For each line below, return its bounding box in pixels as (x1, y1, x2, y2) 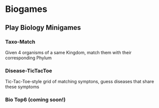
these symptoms (5, 84, 40, 90)
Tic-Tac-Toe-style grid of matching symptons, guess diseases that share (5, 79, 154, 85)
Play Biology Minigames (5, 23, 81, 32)
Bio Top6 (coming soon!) (5, 96, 66, 103)
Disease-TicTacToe (5, 67, 52, 74)
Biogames (5, 3, 48, 15)
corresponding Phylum (5, 55, 52, 61)
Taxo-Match (5, 38, 36, 45)
